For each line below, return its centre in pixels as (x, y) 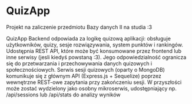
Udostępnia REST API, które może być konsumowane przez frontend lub (94, 51)
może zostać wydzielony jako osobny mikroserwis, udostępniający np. (91, 88)
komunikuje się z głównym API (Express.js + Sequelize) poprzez (84, 76)
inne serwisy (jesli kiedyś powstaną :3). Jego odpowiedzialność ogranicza (96, 57)
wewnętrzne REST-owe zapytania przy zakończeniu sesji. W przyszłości (94, 82)
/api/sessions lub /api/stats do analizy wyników (63, 95)
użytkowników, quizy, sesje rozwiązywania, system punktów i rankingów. (95, 45)
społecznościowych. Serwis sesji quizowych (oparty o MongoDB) (85, 69)
